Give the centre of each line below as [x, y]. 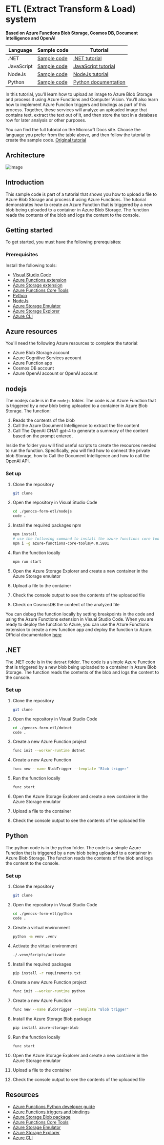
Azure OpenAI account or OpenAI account [55, 373]
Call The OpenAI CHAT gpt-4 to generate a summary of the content [80, 431]
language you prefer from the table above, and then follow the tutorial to [78, 135]
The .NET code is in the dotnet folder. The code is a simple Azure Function [81, 662]
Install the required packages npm [47, 525]
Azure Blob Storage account [41, 353]
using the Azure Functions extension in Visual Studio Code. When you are [80, 619]
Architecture [25, 155]
